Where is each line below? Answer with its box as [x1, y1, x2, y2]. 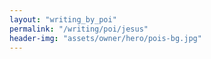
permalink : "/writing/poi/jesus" [9, 24, 149, 34]
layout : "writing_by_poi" [9, 14, 117, 25]
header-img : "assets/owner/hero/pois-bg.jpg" [9, 33, 202, 43]
